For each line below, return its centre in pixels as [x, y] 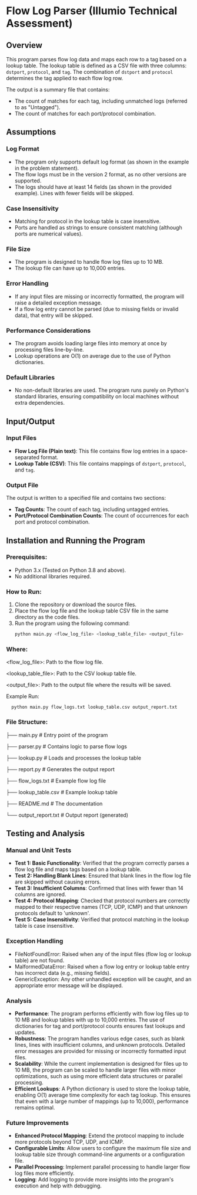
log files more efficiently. [44, 1173]
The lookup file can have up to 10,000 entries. [70, 268]
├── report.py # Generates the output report [60, 769]
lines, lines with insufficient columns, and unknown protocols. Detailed [100, 1045]
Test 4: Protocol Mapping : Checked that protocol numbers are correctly [102, 901]
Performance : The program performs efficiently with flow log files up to [102, 1013]
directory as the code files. [47, 617]
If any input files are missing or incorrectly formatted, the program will [99, 296]
